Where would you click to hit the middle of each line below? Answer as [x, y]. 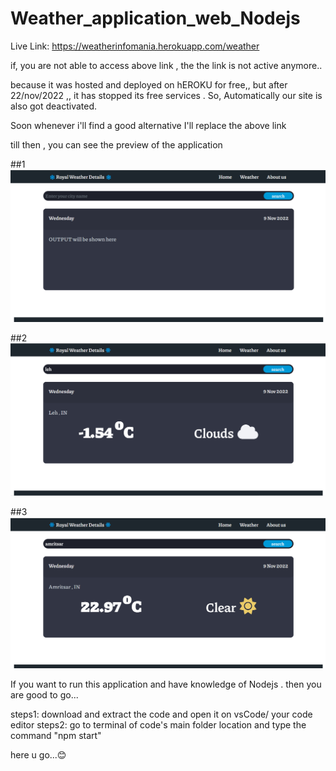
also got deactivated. [54, 106]
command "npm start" [56, 736]
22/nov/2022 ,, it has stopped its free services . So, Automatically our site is [166, 95]
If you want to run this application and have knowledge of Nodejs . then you [166, 684]
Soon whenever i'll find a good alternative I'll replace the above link [148, 125]
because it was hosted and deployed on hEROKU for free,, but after [149, 84]
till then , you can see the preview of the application [116, 144]
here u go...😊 [38, 755]
